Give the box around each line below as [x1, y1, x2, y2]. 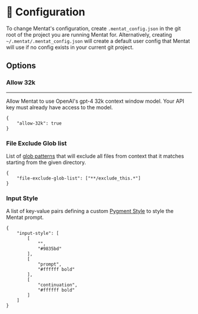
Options [6, 61, 37, 71]
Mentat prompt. [6, 214, 44, 221]
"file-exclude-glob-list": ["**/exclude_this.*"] [16, 175, 141, 181]
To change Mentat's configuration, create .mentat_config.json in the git [6, 25, 181, 32]
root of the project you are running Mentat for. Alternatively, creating [6, 31, 172, 38]
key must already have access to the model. [6, 103, 113, 111]
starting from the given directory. [6, 159, 87, 166]
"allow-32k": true [16, 120, 62, 126]
